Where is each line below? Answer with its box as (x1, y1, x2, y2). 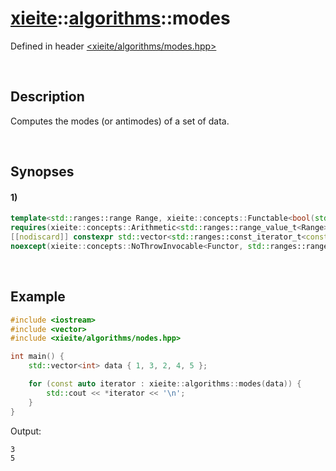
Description (10, 88, 85, 106)
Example (10, 288, 66, 306)
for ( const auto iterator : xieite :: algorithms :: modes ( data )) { (28, 379, 302, 389)
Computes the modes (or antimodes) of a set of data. (10, 115, 230, 127)
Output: (10, 425, 42, 437)
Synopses (10, 163, 75, 181)
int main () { (10, 352, 65, 362)
